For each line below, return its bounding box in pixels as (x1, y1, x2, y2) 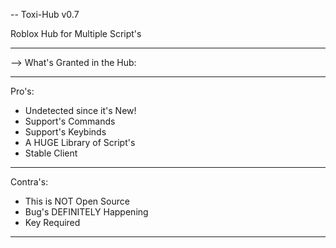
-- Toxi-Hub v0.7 (10, 9, 80, 20)
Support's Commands (24, 115, 116, 127)
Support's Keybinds (24, 126, 107, 138)
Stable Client (24, 147, 78, 159)
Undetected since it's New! (24, 105, 137, 116)
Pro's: (10, 85, 35, 97)
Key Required (24, 217, 81, 228)
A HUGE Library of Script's (24, 137, 136, 148)
